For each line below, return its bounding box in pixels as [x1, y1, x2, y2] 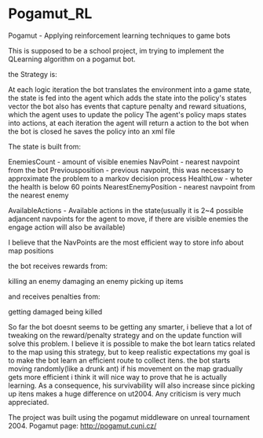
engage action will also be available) [8, 222, 126, 232]
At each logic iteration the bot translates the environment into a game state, [8, 84, 252, 94]
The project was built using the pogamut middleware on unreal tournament [8, 412, 250, 421]
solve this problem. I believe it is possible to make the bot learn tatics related [8, 339, 255, 348]
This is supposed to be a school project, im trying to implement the [8, 46, 225, 55]
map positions [8, 245, 54, 256]
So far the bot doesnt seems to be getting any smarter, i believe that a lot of [8, 322, 253, 331]
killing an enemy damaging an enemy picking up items [8, 276, 184, 285]
